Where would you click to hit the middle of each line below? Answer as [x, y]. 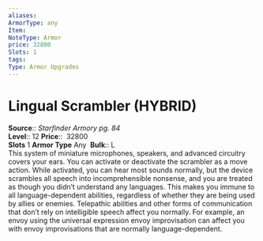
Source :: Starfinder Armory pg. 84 [64, 128]
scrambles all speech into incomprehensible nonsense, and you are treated [130, 178]
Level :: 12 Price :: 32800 [48, 136]
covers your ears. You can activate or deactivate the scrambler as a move [128, 161]
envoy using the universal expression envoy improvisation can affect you [126, 220]
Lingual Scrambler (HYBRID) [103, 105]
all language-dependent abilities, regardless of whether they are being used [131, 195]
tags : [17, 60]
